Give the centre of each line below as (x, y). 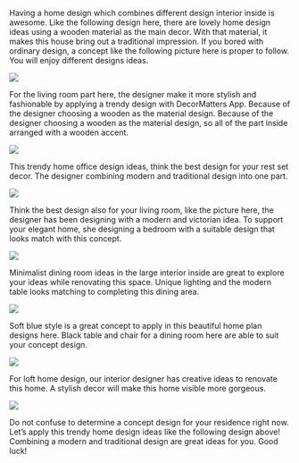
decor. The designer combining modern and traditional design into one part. (149, 176)
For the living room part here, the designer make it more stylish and (133, 94)
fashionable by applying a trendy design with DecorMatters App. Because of (150, 104)
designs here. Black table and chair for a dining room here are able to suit (144, 335)
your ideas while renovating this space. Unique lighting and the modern (141, 282)
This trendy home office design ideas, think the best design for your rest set (149, 166)
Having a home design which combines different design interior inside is (142, 13)
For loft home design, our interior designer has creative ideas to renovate (144, 379)
